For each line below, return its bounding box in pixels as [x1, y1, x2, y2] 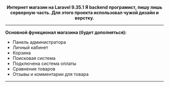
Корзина [12, 50, 31, 56]
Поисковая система [12, 55, 56, 61]
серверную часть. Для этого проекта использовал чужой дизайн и [10, 10, 159, 16]
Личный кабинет [12, 45, 49, 50]
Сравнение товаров [12, 66, 55, 72]
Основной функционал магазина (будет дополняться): [5, 30, 127, 35]
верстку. [74, 15, 95, 21]
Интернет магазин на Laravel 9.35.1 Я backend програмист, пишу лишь [7, 5, 162, 10]
